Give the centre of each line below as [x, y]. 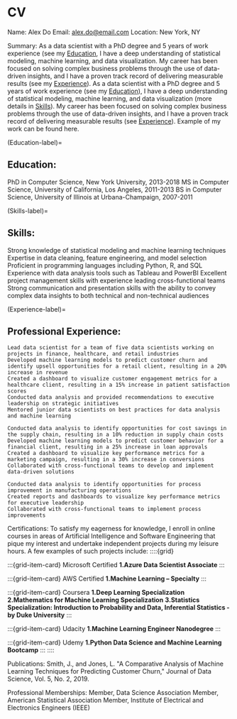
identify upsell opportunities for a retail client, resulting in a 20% [117, 366]
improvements [27, 515]
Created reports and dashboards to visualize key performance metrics [114, 497]
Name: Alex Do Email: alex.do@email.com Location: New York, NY [104, 32]
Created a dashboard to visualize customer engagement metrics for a [112, 379]
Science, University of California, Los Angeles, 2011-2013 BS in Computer [115, 190]
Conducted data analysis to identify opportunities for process [104, 484]
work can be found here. [43, 128]
